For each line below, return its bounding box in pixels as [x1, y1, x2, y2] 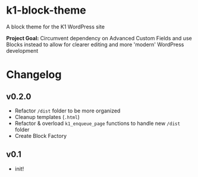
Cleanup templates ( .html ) [14, 113, 80, 120]
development [6, 47, 39, 54]
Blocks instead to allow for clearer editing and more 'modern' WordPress [6, 41, 184, 48]
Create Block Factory [14, 132, 67, 139]
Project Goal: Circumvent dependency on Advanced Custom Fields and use [6, 34, 192, 41]
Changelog [6, 68, 62, 82]
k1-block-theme [6, 4, 86, 17]
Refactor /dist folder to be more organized [14, 107, 121, 114]
